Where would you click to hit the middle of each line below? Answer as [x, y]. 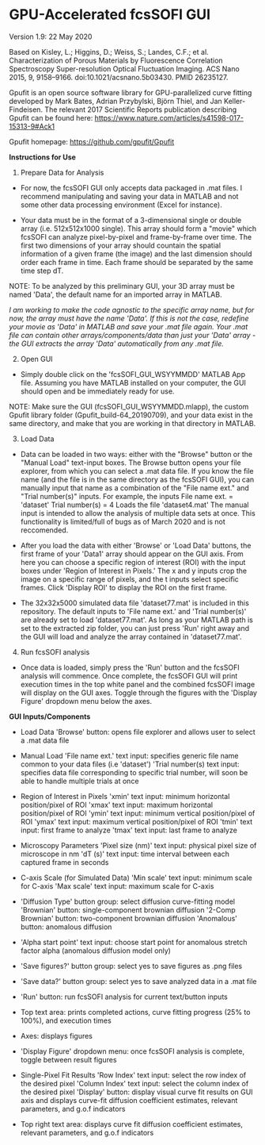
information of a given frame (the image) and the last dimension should [136, 254]
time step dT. [42, 271]
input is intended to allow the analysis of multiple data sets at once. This [138, 513]
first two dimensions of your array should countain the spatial [120, 245]
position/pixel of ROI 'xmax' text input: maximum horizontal [116, 805]
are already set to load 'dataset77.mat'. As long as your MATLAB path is [137, 620]
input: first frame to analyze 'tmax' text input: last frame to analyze [129, 830]
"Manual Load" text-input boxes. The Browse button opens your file [131, 463]
